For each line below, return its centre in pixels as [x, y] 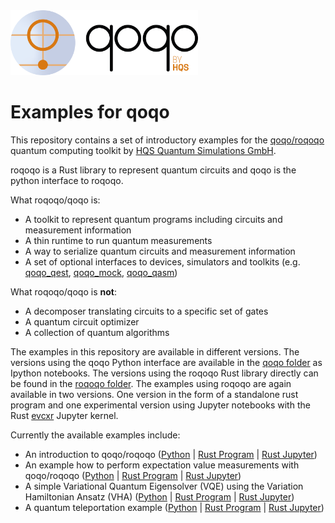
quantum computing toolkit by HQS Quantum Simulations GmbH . [143, 150]
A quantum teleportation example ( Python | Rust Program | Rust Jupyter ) [174, 507]
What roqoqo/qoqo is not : [63, 291]
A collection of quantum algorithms [97, 332]
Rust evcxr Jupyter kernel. [64, 415]
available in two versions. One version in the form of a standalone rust [154, 394]
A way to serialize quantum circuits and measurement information [160, 251]
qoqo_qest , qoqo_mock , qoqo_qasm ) [101, 272]
